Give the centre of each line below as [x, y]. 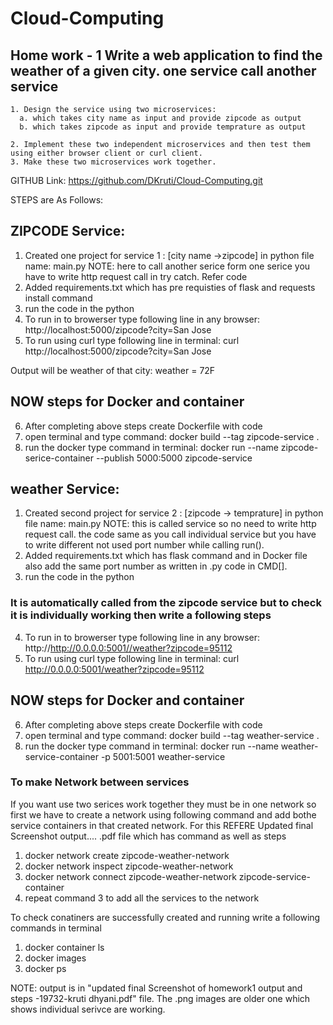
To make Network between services [100, 782]
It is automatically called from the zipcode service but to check [166, 603]
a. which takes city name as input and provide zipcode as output [160, 118]
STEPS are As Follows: [57, 200]
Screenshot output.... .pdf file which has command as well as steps [148, 836]
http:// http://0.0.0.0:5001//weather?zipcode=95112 [128, 648]
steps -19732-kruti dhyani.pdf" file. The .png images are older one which [160, 998]
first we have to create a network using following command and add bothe [163, 814]
